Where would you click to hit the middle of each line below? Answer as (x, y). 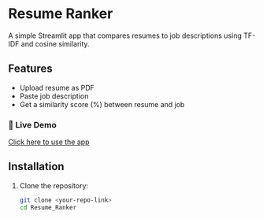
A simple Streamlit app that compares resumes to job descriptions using (125, 35)
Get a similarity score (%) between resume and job (102, 104)
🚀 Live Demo (32, 124)
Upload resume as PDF (57, 87)
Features (30, 69)
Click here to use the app (49, 142)
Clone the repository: (54, 185)
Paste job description (54, 96)
